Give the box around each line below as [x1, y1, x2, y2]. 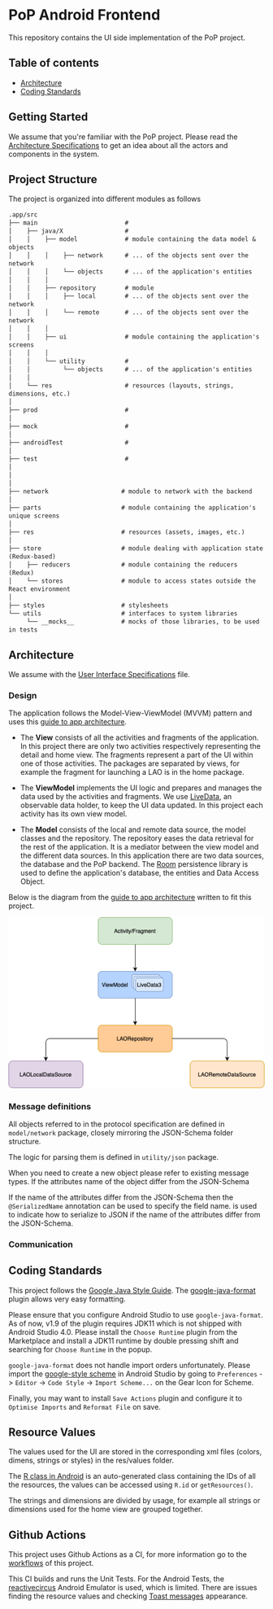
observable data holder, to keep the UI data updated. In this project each [19, 800, 263, 811]
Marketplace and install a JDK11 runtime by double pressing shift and [8, 1336, 239, 1345]
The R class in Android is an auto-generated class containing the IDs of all [8, 1471, 256, 1481]
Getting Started [8, 110, 89, 124]
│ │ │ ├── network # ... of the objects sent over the [8, 251, 249, 260]
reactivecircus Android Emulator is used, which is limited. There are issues [8, 1583, 258, 1593]
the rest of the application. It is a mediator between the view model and [19, 842, 259, 852]
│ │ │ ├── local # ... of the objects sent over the [8, 292, 249, 300]
